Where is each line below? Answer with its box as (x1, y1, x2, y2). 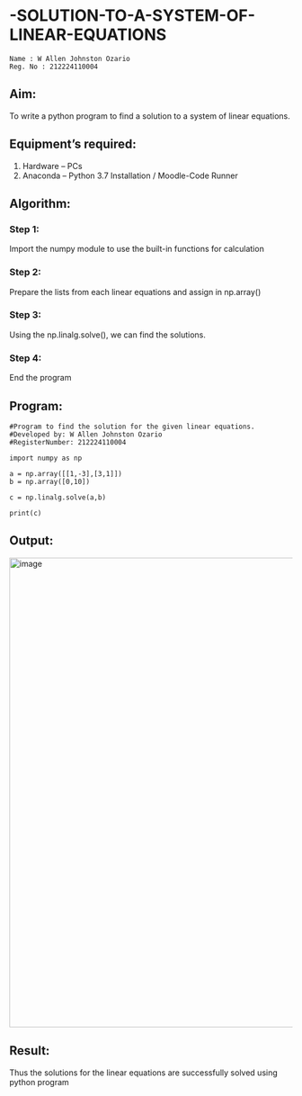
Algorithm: (9, 195, 71, 211)
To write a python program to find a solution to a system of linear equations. (9, 110, 290, 121)
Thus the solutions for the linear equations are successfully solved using (9, 1067, 279, 1078)
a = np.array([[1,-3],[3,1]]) (9, 469, 123, 478)
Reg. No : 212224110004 (9, 62, 99, 71)
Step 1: (9, 222, 40, 235)
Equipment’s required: (9, 137, 137, 152)
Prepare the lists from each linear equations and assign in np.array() (9, 286, 262, 297)
